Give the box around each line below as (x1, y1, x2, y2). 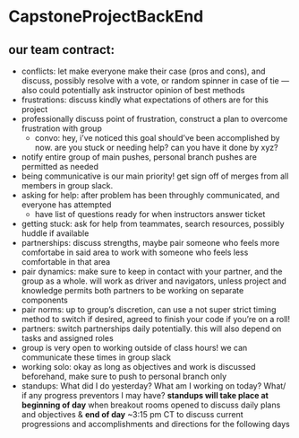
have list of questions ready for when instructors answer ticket (34, 209, 266, 219)
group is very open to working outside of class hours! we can (21, 343, 248, 353)
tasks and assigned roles (21, 333, 114, 343)
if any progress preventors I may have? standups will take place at (21, 390, 269, 400)
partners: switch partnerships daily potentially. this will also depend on (21, 323, 282, 334)
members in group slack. (21, 180, 114, 190)
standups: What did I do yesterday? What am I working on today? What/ (21, 381, 286, 391)
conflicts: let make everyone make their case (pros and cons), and (21, 66, 266, 76)
